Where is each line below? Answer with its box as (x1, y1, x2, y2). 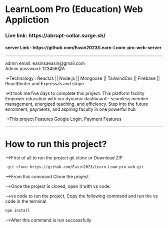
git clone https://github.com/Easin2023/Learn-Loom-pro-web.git (7, 164, 144, 170)
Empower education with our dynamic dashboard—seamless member (5, 96, 149, 102)
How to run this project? (5, 138, 107, 150)
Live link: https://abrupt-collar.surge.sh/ (5, 32, 106, 39)
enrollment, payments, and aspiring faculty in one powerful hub (5, 106, 136, 112)
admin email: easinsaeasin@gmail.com (5, 60, 85, 66)
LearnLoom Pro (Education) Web (5, 4, 143, 15)
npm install (5, 208, 30, 213)
